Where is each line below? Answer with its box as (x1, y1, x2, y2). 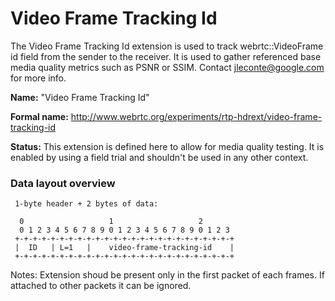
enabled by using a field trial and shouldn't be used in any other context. (10, 151, 309, 163)
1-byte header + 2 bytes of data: (14, 199, 159, 209)
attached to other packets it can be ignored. (10, 280, 192, 292)
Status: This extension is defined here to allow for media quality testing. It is (10, 140, 325, 152)
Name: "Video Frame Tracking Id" (10, 91, 150, 103)
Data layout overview (10, 176, 116, 190)
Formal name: (10, 110, 69, 122)
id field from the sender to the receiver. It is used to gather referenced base (10, 50, 322, 62)
